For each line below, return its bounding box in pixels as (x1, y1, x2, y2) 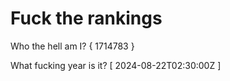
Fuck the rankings (10, 7, 163, 30)
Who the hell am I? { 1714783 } (10, 40, 135, 52)
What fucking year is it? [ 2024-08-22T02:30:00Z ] (10, 59, 222, 71)
